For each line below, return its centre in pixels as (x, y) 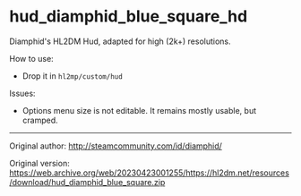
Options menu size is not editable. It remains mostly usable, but (139, 110)
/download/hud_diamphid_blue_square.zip (87, 182)
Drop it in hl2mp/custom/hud (72, 76)
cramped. (40, 120)
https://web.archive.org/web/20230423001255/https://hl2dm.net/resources (149, 173)
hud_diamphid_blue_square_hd (129, 17)
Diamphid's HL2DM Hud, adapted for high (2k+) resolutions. (120, 41)
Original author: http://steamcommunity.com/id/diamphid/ (116, 146)
